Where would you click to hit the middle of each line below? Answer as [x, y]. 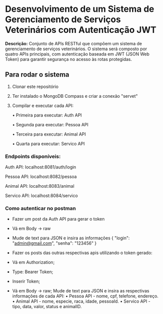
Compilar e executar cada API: [43, 105]
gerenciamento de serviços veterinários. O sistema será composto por [76, 49]
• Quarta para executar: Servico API [48, 143]
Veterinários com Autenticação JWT [81, 30]
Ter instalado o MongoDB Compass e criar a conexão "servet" [75, 96]
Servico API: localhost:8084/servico [42, 196]
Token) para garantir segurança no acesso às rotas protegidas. [69, 59]
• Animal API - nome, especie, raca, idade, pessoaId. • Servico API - [81, 301]
